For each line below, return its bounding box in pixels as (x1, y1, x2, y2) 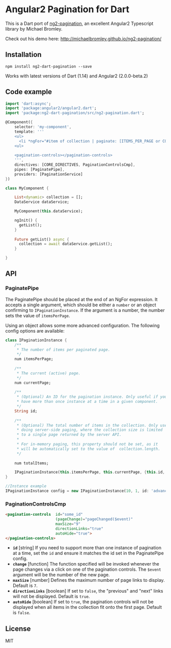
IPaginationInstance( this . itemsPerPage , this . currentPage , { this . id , (14, 469, 165, 475)
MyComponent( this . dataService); (14, 209, 83, 214)
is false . (12, 609, 31, 616)
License (5, 624, 31, 633)
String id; (14, 408, 38, 414)
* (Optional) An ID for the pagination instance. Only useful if (16, 394, 158, 400)
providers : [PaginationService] (14, 171, 83, 176)
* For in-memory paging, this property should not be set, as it (16, 441, 158, 447)
